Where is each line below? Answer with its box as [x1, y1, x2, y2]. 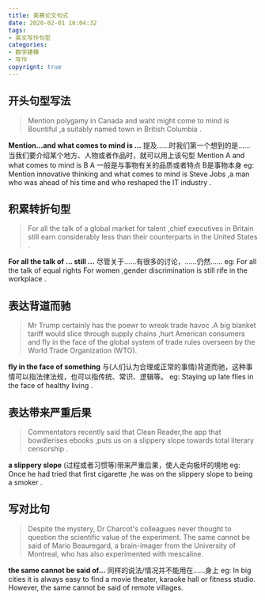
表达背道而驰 [8, 299, 71, 312]
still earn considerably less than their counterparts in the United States [27, 232, 258, 242]
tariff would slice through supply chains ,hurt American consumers [27, 329, 245, 338]
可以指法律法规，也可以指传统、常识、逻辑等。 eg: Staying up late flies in [14, 372, 254, 382]
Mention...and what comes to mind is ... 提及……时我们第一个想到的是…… [8, 140, 251, 150]
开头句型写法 [8, 94, 71, 108]
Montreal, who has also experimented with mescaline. [27, 549, 204, 558]
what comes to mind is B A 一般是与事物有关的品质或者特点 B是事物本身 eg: [8, 160, 255, 170]
